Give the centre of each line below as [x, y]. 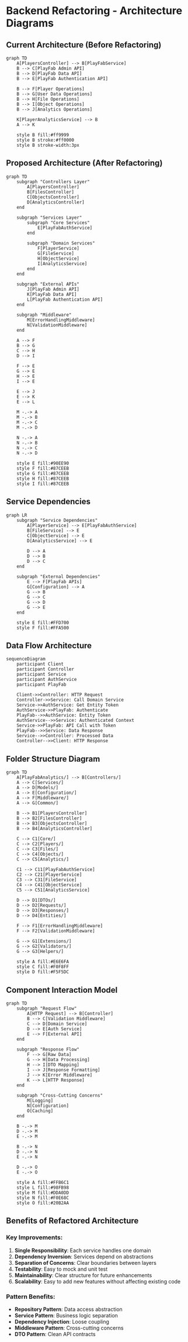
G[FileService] [56, 253]
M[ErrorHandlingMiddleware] [61, 320]
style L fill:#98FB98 [43, 1188]
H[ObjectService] [58, 259]
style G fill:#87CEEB [43, 473]
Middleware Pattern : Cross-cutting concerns [69, 1328]
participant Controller [46, 669]
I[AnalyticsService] [62, 264]
